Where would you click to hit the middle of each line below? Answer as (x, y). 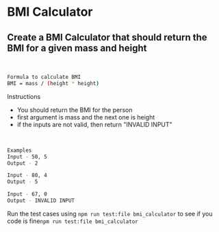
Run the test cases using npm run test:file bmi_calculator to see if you (110, 213)
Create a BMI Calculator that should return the (107, 37)
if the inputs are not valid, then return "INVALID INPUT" (94, 124)
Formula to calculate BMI (44, 77)
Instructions (24, 96)
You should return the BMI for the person (75, 110)
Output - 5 (23, 182)
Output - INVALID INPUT (41, 200)
